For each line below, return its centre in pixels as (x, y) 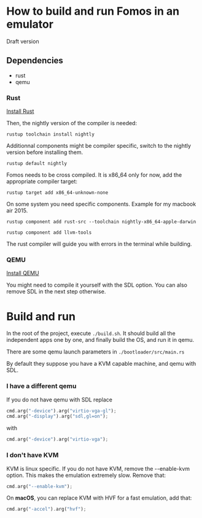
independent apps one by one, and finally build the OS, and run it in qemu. (100, 340)
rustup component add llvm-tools (49, 233)
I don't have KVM (33, 455)
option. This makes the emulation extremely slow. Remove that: (86, 475)
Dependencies (35, 60)
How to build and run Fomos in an (93, 11)
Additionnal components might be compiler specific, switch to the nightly (99, 146)
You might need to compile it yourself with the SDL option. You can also (97, 285)
